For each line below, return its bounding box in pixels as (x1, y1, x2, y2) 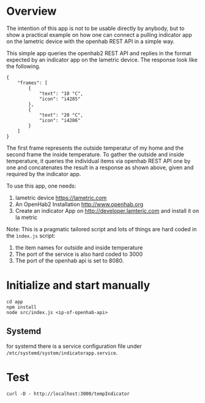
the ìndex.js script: (6, 232, 56, 239)
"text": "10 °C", (39, 90, 84, 96)
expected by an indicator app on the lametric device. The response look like (6, 56, 198, 63)
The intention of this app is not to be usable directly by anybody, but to (6, 25, 185, 32)
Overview (6, 4, 57, 18)
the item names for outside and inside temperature (15, 244, 143, 251)
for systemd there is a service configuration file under (6, 342, 142, 350)
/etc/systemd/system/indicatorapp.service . (6, 348, 118, 356)
